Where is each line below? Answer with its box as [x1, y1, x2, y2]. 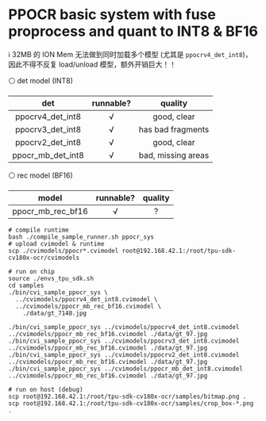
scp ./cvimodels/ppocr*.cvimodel [8, 247, 119, 255]
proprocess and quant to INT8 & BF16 [8, 22, 259, 40]
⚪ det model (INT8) [8, 75, 74, 85]
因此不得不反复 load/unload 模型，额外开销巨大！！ [8, 59, 177, 69]
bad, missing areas [138, 149, 210, 160]
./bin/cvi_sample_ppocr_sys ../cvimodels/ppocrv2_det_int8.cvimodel [8, 350, 240, 358]
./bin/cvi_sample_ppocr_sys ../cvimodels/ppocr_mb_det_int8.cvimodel [8, 365, 244, 373]
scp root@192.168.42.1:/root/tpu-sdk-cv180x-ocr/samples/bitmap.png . [8, 392, 247, 400]
